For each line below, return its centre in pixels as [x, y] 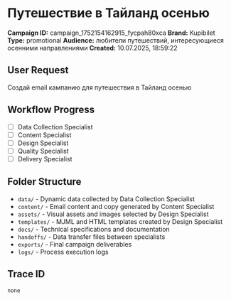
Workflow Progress [51, 110]
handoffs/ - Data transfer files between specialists [91, 237]
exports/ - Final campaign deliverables [75, 244]
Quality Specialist [43, 151]
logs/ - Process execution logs [63, 252]
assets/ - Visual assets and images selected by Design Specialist [113, 214]
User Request [38, 70]
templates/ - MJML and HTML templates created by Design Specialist [120, 221]
